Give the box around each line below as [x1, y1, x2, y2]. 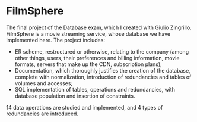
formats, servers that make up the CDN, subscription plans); [14, 61, 162, 68]
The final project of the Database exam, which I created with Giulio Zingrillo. [6, 24, 192, 31]
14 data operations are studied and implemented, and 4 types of [6, 104, 163, 111]
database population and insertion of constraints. [14, 92, 135, 99]
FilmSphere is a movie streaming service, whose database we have [6, 30, 171, 37]
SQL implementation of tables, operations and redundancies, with [14, 86, 175, 93]
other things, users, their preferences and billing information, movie [14, 54, 180, 61]
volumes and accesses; [14, 79, 73, 87]
